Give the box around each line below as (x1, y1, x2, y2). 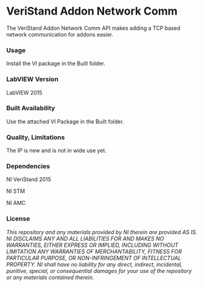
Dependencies (6, 162, 50, 171)
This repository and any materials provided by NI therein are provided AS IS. (6, 228, 198, 235)
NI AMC (6, 199, 26, 207)
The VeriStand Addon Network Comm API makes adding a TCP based (6, 24, 181, 32)
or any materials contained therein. (6, 274, 95, 281)
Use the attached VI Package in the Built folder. (6, 117, 124, 125)
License (6, 215, 30, 223)
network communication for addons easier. (6, 30, 114, 38)
